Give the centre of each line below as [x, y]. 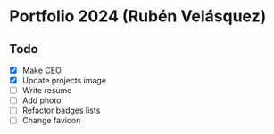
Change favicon [51, 121]
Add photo [42, 100]
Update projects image [64, 81]
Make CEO [42, 70]
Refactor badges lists [61, 110]
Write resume [47, 91]
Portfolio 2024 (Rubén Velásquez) [138, 16]
